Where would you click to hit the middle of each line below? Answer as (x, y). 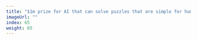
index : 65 (18, 22)
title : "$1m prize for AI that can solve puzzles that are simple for (94, 11)
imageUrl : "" (22, 17)
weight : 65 (19, 28)
